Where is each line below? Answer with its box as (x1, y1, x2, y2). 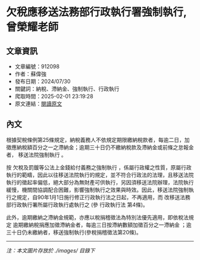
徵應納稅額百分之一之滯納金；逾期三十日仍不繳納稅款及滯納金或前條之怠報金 (6, 144, 194, 151)
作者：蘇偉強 (14, 70, 46, 78)
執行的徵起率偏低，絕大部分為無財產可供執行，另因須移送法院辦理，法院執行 (6, 178, 194, 185)
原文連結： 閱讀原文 (14, 100, 62, 107)
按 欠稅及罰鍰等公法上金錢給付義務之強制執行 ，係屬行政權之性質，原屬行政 (6, 163, 192, 171)
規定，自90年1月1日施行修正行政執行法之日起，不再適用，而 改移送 (16, 193, 180, 200)
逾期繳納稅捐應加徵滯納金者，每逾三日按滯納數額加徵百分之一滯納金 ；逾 (12, 221, 192, 228)
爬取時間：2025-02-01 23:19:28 (14, 93, 93, 100)
